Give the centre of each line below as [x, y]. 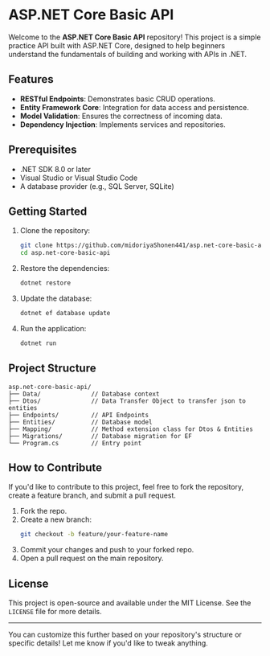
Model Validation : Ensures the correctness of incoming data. [121, 116]
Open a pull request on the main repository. [92, 558]
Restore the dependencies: [65, 269]
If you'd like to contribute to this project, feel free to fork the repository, [126, 487]
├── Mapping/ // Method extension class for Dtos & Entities [131, 429]
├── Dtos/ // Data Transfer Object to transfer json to [127, 401]
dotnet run [38, 343]
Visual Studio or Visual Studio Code [79, 178]
